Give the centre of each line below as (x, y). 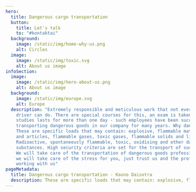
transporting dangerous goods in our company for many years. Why (99, 126)
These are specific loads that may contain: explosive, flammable (99, 131)
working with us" (37, 164)
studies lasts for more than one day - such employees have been (97, 121)
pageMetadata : (23, 169)
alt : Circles (32, 50)
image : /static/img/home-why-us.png (61, 44)
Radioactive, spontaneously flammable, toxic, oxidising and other (100, 142)
